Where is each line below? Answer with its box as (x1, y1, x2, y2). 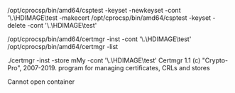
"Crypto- (202, 56, 229, 65)
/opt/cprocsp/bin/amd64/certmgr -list (7, 43, 119, 50)
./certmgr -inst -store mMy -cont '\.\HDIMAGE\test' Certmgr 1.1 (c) (7, 56, 201, 65)
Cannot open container (7, 77, 75, 86)
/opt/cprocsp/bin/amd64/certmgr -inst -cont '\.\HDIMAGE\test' (7, 35, 192, 43)
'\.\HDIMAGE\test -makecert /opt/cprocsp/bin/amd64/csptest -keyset (7, 13, 212, 22)
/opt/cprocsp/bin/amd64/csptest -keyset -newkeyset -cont (7, 6, 181, 14)
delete (7, 21, 26, 29)
